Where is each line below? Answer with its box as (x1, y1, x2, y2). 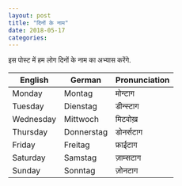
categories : (8, 33, 47, 42)
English (19, 74, 49, 85)
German (70, 74, 101, 85)
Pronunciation (115, 74, 170, 85)
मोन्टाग (115, 88, 135, 99)
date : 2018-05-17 (8, 26, 66, 34)
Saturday (12, 152, 46, 163)
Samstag (63, 152, 97, 163)
